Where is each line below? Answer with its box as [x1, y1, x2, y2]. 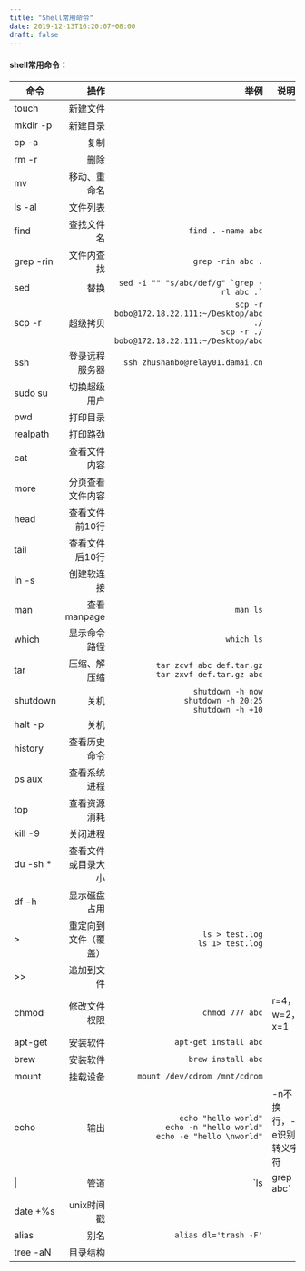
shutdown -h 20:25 [183, 695, 263, 705]
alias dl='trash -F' [174, 1229, 263, 1240]
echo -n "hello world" [164, 1122, 263, 1132]
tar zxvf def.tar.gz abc [155, 669, 263, 679]
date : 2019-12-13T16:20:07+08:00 [9, 22, 136, 31]
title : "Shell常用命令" [9, 13, 93, 23]
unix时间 [69, 1198, 106, 1211]
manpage [64, 610, 106, 623]
